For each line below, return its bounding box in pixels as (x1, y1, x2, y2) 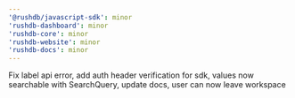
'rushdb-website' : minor (8, 37, 101, 47)
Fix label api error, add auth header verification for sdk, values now (8, 70, 255, 80)
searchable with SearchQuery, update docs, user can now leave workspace (8, 79, 286, 90)
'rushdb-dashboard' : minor (8, 21, 109, 30)
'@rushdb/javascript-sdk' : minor (8, 12, 133, 22)
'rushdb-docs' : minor (8, 46, 89, 55)
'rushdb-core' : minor (8, 29, 89, 38)
